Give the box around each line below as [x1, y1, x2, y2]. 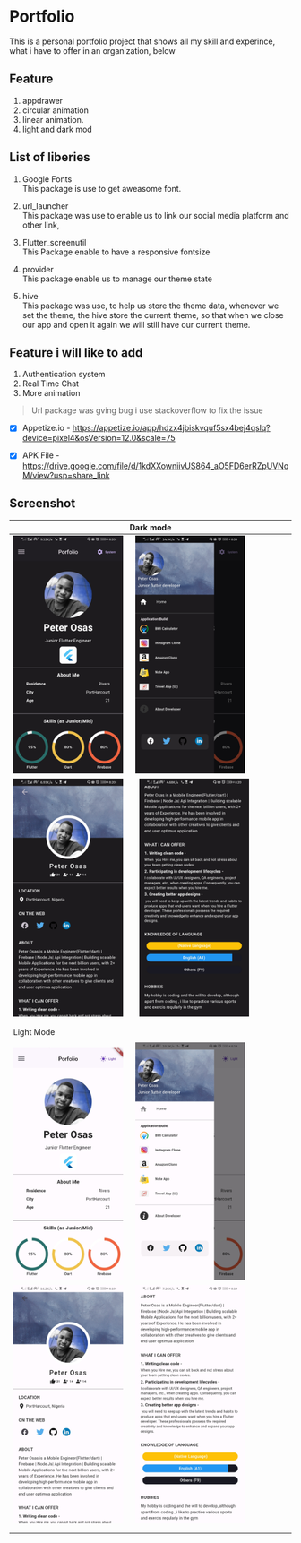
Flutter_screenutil [21, 237, 87, 247]
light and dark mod [21, 124, 92, 134]
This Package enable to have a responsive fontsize [21, 246, 211, 257]
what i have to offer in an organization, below [9, 45, 176, 56]
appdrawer [21, 95, 64, 106]
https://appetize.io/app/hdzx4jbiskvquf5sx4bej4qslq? [72, 423, 271, 434]
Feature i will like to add [9, 345, 143, 360]
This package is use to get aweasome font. [21, 183, 182, 194]
